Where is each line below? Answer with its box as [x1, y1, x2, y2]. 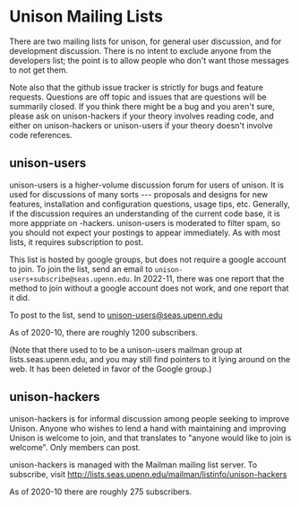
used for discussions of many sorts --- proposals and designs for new [9, 188, 269, 199]
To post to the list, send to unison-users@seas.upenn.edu [9, 310, 223, 320]
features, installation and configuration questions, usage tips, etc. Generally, [9, 198, 290, 209]
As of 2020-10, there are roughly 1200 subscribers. [9, 327, 199, 337]
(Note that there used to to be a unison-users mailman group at [9, 344, 243, 355]
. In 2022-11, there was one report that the [129, 273, 285, 284]
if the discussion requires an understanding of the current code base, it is [9, 208, 280, 219]
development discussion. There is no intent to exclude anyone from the [9, 45, 271, 56]
